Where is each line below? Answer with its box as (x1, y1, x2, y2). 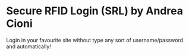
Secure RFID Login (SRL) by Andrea (6, 4, 183, 18)
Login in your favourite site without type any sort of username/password (6, 36, 183, 43)
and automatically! (6, 43, 52, 50)
